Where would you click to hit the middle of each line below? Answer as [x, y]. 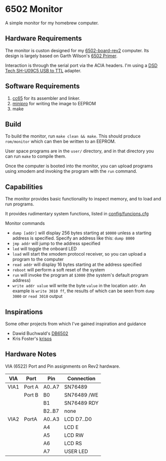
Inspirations [24, 312]
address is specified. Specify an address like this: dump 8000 [73, 238]
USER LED [76, 451]
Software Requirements [43, 86]
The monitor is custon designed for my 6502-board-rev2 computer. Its [77, 50]
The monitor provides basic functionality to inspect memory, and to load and [83, 199]
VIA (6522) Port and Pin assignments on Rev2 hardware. [63, 366]
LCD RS [73, 443]
